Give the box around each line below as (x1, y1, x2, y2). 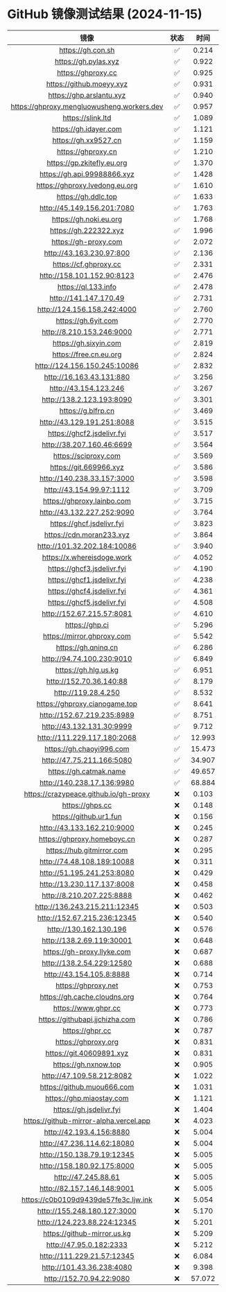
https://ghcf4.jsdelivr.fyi (47, 586, 126, 596)
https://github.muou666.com (40, 1082, 134, 1092)
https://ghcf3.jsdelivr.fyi (47, 563, 126, 573)
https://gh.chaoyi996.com (44, 743, 130, 753)
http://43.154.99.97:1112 (44, 485, 130, 494)
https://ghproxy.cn (56, 146, 118, 156)
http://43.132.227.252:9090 (39, 507, 135, 517)
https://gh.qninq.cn (55, 642, 119, 652)
